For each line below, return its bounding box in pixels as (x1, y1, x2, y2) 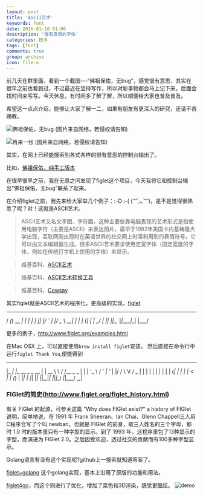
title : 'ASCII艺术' (6, 15, 54, 21)
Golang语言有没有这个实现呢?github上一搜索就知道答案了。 (6, 456, 154, 463)
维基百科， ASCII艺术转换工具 (21, 274, 94, 281)
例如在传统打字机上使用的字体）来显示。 (31, 247, 133, 255)
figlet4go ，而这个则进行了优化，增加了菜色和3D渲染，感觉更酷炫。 (6, 482, 173, 489)
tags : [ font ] (6, 43, 39, 49)
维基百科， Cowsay (21, 286, 68, 293)
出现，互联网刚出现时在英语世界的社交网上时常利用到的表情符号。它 (26, 232, 196, 240)
